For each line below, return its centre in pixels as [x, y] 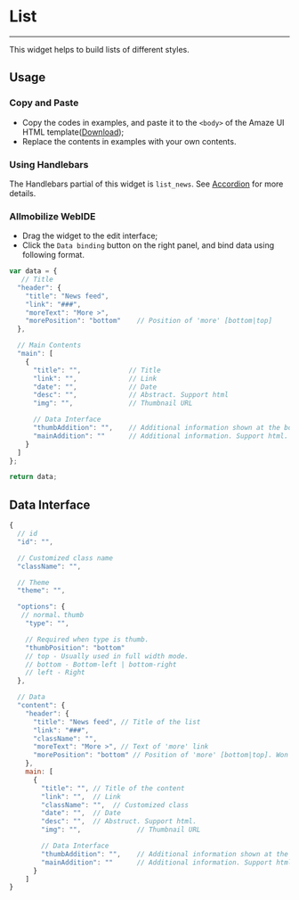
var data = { [33, 271]
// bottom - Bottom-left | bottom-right [101, 665]
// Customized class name [65, 558]
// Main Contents [49, 345]
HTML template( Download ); [73, 132]
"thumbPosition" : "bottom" [75, 648]
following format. [53, 255]
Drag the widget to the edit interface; [90, 236]
